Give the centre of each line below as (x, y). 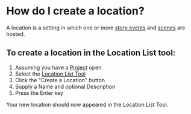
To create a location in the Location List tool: (91, 53)
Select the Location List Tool (50, 74)
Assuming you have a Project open (58, 67)
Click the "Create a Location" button (60, 80)
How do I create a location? (75, 11)
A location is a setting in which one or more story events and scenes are (96, 28)
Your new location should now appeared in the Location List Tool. (87, 104)
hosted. (16, 34)
